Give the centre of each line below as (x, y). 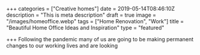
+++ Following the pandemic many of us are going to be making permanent (100, 39)
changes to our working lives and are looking (62, 45)
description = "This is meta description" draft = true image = (81, 15)
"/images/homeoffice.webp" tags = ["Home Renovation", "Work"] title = (95, 21)
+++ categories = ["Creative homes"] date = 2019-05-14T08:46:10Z (91, 9)
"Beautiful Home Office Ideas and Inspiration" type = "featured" (85, 27)
